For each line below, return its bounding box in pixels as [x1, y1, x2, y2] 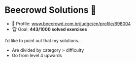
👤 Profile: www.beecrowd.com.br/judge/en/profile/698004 [11, 21, 131, 27]
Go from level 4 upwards [11, 52, 62, 58]
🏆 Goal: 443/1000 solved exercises [11, 26, 87, 32]
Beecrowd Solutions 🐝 [4, 4, 97, 16]
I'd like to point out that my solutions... [4, 37, 82, 43]
